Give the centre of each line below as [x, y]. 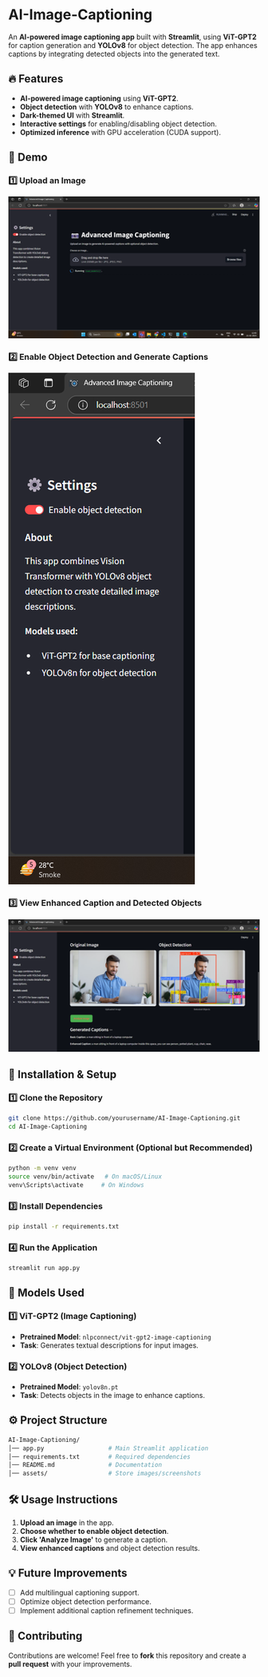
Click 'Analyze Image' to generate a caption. [94, 1540]
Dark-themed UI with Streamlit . [72, 115]
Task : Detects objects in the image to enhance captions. [112, 1395]
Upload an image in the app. [67, 1523]
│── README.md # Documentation [85, 1465]
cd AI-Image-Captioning [48, 1126]
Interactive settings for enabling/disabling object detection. [118, 123]
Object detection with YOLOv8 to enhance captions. [106, 106]
